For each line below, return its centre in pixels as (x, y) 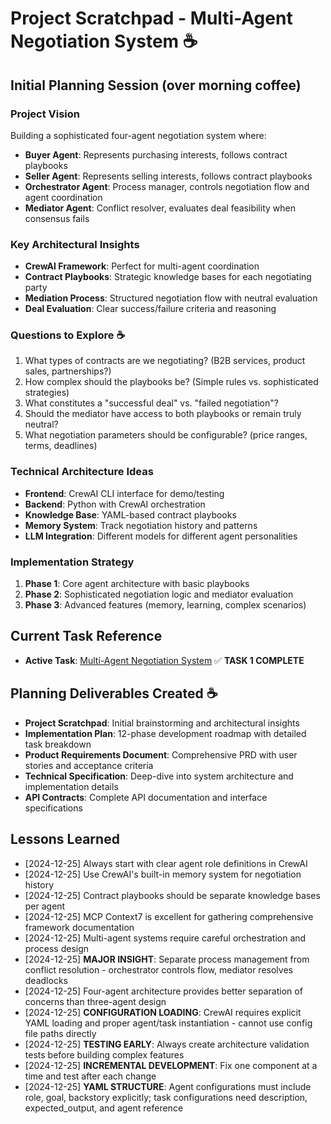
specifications (53, 808)
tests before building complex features (104, 1054)
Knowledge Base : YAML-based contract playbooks (130, 514)
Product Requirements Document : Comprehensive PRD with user (161, 754)
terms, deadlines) (61, 446)
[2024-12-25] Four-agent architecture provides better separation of (163, 991)
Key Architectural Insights (75, 244)
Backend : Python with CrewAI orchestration (115, 504)
